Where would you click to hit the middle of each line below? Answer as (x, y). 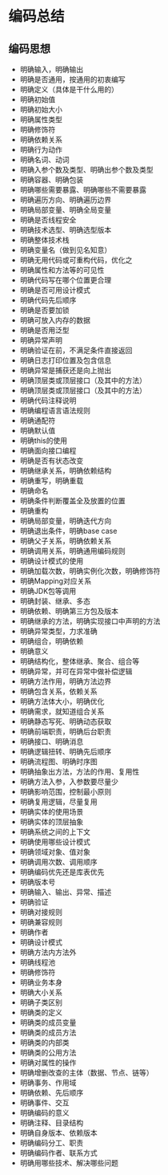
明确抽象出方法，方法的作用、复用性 (80, 772)
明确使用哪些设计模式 (55, 842)
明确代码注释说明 (48, 400)
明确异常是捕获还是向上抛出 (66, 370)
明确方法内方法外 (48, 952)
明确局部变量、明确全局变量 (66, 210)
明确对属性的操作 (48, 1063)
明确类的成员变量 (48, 1023)
